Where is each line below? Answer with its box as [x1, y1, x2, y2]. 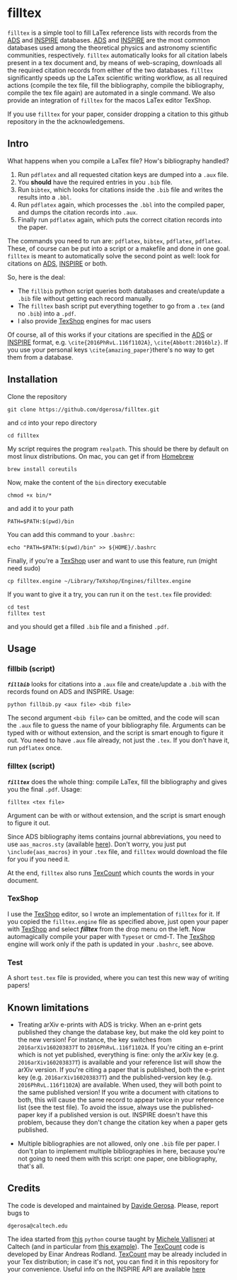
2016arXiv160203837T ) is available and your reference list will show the [17, 1058, 221, 1066]
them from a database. [7, 352, 74, 362]
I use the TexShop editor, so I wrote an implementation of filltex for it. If [7, 909, 221, 918]
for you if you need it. [7, 855, 70, 863]
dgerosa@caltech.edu [7, 1222, 69, 1229]
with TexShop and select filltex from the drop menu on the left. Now [7, 925, 206, 933]
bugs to [7, 1209, 30, 1217]
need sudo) [7, 564, 41, 572]
